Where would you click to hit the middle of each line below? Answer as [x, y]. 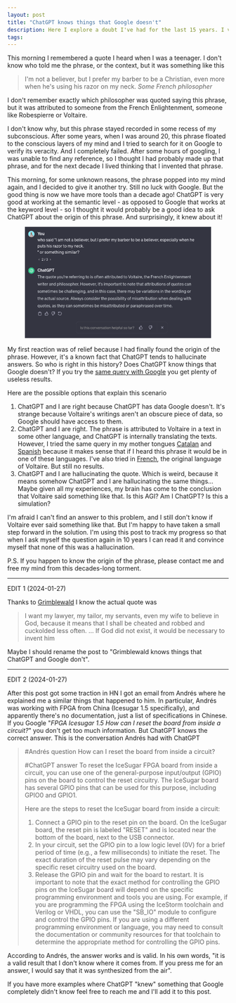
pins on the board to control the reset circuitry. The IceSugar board [122, 780]
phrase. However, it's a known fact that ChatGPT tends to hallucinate [107, 357]
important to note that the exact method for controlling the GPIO [127, 882]
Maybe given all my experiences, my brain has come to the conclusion [119, 488]
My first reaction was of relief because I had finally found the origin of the [114, 349]
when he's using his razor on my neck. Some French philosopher [118, 87]
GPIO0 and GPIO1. [51, 795]
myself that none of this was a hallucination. [71, 547]
